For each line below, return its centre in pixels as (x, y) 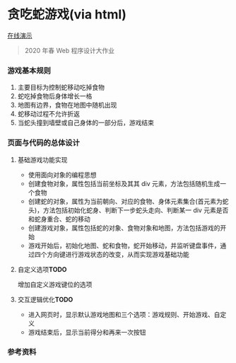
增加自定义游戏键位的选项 (55, 284)
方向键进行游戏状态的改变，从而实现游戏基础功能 (118, 254)
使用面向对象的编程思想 (62, 175)
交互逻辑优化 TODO (45, 299)
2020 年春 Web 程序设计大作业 (70, 50)
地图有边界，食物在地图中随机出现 (67, 105)
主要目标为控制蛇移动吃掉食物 (61, 87)
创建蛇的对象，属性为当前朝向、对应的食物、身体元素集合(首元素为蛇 (128, 201)
